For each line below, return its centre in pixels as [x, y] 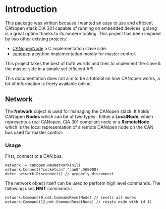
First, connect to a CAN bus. [34, 156]
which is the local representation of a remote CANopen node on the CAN [79, 127]
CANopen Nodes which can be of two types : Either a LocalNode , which [79, 116]
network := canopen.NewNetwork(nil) [43, 165]
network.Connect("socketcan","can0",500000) [52, 170]
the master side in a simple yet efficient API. [50, 69]
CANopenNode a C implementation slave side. [60, 48]
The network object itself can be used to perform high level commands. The [83, 183]
